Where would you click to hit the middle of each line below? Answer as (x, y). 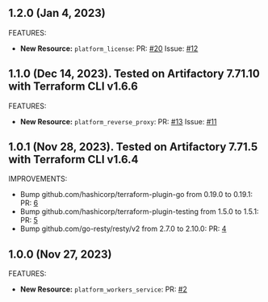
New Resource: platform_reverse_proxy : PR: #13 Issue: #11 (118, 121)
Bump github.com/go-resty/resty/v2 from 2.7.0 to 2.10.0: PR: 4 (123, 229)
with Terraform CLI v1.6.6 (73, 87)
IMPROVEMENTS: (38, 179)
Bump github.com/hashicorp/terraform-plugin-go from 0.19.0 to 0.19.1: (136, 195)
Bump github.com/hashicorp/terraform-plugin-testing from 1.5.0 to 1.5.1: (139, 212)
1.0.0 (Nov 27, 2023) (60, 254)
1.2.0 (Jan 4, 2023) (57, 13)
